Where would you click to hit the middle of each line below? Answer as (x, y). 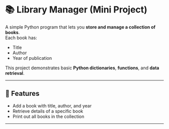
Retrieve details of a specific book (48, 111)
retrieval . (15, 73)
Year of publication (32, 58)
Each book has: (21, 38)
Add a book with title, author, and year (52, 105)
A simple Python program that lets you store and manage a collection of (80, 27)
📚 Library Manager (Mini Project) (76, 10)
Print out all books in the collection (48, 116)
